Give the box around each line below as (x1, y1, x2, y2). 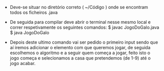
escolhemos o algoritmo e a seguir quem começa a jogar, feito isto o (9, 50, 151, 56)
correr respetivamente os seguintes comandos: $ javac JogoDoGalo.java (9, 24, 160, 30)
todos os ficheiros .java (9, 9, 58, 15)
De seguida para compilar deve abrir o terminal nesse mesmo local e (9, 19, 151, 25)
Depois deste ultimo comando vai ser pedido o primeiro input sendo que (9, 39, 158, 45)
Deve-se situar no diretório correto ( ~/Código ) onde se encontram (9, 4, 148, 10)
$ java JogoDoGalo (9, 30, 50, 35)
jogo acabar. (9, 61, 36, 66)
